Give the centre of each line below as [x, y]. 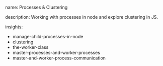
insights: [14, 27]
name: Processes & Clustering [36, 7]
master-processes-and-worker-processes [56, 53]
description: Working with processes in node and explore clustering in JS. [82, 17]
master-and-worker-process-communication [59, 58]
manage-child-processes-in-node [48, 37]
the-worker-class [30, 47]
